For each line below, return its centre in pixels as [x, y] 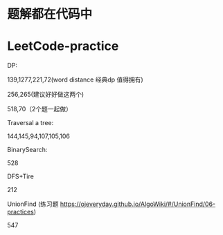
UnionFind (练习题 [33, 204]
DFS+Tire [21, 176]
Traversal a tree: [30, 123]
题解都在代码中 [50, 14]
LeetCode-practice [63, 46]
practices [21, 212]
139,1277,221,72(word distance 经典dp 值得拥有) [75, 79]
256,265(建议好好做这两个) [46, 95]
